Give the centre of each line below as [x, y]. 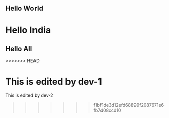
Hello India [28, 30]
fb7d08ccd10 [107, 110]
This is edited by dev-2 [29, 95]
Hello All [19, 48]
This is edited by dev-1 [54, 81]
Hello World [24, 8]
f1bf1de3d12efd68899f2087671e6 [129, 105]
